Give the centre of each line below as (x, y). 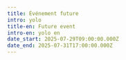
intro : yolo (24, 20)
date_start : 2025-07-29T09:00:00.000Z (63, 39)
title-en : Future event (42, 26)
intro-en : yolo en (34, 33)
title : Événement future (43, 13)
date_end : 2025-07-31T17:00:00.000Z (60, 46)
